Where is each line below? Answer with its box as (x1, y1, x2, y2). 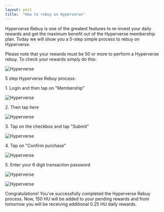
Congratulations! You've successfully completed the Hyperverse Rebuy (5, 190, 151, 196)
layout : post (5, 7, 32, 12)
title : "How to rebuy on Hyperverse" (5, 12, 85, 17)
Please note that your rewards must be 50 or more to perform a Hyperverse (5, 51, 159, 57)
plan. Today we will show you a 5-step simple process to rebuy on (5, 36, 140, 42)
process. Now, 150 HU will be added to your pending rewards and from (5, 196, 150, 202)
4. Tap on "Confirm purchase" (5, 142, 67, 149)
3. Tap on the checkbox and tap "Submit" (5, 123, 89, 129)
